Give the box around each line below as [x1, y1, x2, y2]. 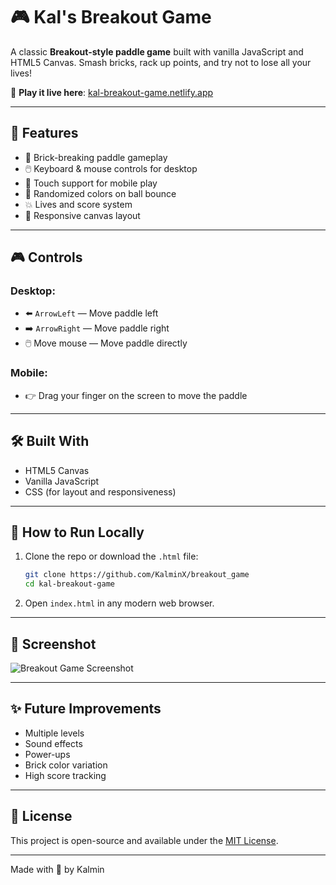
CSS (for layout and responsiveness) [24, 485, 177, 498]
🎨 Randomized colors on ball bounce [24, 187, 177, 199]
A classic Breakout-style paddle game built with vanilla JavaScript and [10, 45, 304, 58]
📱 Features [10, 125, 79, 142]
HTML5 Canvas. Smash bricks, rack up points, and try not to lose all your [10, 56, 312, 68]
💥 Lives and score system [24, 198, 133, 210]
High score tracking [24, 769, 107, 781]
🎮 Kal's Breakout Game [10, 6, 212, 29]
